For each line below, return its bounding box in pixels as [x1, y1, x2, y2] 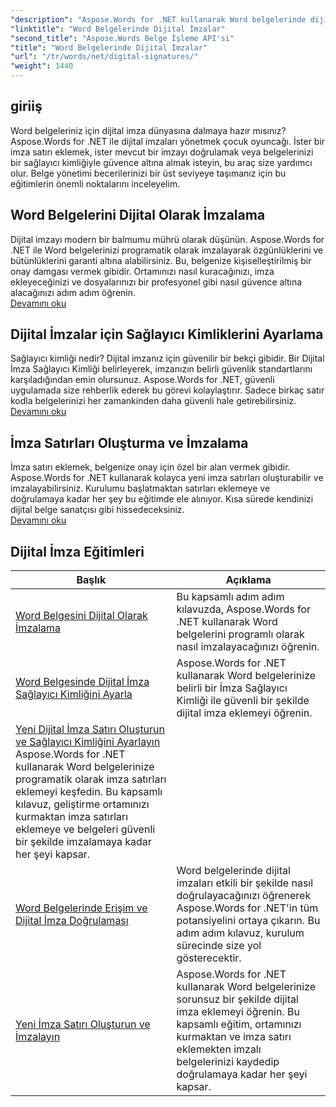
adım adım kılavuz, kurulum [176, 926, 305, 940]
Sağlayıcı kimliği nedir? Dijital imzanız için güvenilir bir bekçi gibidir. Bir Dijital [10, 352, 325, 365]
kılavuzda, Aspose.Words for [176, 602, 312, 616]
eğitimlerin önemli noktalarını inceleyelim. [10, 177, 181, 190]
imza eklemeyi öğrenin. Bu [176, 1005, 300, 1019]
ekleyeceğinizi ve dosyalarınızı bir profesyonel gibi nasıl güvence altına [10, 276, 303, 288]
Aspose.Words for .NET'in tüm [176, 901, 319, 915]
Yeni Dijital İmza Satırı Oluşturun [15, 722, 166, 736]
